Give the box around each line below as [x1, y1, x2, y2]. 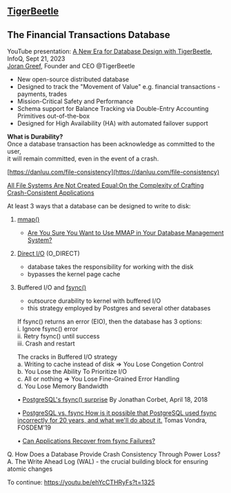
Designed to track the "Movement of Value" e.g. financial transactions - [17, 83, 221, 91]
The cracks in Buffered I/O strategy [17, 353, 118, 361]
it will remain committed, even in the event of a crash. [7, 154, 159, 163]
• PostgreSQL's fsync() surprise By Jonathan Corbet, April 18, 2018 [17, 396, 208, 404]
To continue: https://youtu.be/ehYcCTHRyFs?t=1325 [7, 479, 155, 487]
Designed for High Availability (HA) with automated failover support [17, 119, 208, 128]
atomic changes [7, 465, 53, 473]
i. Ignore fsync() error [17, 325, 79, 333]
